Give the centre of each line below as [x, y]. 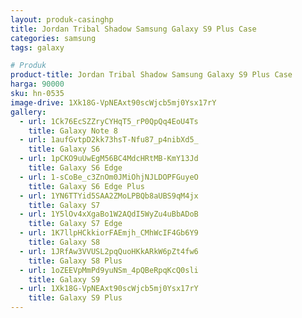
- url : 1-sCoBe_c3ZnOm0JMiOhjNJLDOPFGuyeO [109, 177]
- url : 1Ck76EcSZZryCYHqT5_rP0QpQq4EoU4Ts [109, 121]
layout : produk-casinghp [62, 19]
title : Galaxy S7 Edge [75, 224]
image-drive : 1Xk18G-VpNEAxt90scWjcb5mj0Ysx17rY [113, 102]
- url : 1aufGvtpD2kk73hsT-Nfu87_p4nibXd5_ [109, 140]
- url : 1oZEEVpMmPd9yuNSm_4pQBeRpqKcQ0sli [109, 270]
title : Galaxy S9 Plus [75, 298]
